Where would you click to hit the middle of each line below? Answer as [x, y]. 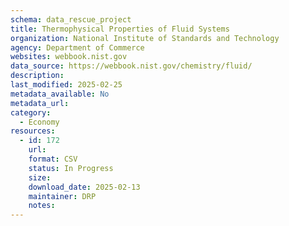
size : [40, 177]
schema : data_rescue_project [71, 19]
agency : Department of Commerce [77, 47]
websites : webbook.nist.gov [69, 57]
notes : [42, 206]
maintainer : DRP [62, 196]
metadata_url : [40, 103]
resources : [33, 131]
